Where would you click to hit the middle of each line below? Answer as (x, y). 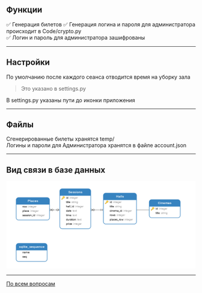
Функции (24, 10)
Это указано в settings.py (53, 88)
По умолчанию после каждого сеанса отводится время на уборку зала (98, 77)
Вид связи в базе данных (56, 170)
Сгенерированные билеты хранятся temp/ (60, 139)
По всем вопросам (31, 284)
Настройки (28, 62)
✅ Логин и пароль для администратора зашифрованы (76, 37)
